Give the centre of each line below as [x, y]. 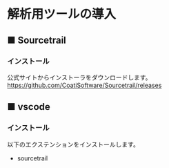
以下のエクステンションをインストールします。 [73, 144]
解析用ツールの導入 [62, 14]
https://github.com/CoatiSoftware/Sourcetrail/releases [84, 85]
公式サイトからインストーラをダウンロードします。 [79, 77]
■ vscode [29, 107]
